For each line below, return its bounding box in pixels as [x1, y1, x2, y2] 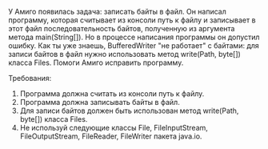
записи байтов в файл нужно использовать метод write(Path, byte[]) [8, 50, 242, 58]
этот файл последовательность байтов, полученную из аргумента [8, 24, 235, 33]
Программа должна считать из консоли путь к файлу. [19, 89, 205, 99]
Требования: [8, 74, 52, 83]
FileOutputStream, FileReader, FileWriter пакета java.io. [19, 131, 202, 141]
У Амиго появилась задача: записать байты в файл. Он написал [8, 7, 226, 16]
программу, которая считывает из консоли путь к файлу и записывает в [8, 15, 256, 25]
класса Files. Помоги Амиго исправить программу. [8, 58, 184, 67]
